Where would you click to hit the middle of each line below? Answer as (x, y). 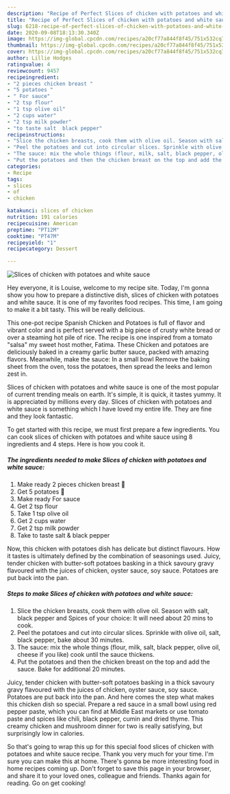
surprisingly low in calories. (46, 734)
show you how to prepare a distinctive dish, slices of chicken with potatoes (113, 295)
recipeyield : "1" (32, 243)
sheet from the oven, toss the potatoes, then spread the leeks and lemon (110, 367)
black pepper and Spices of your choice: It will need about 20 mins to (115, 618)
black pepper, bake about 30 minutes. (71, 640)
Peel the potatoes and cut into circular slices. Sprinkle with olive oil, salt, (119, 633)
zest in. (17, 374)
